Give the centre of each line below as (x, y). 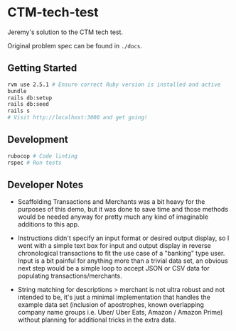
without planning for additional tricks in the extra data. (97, 320)
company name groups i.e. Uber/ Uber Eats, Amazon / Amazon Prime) (120, 313)
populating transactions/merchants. (70, 276)
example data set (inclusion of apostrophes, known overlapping (111, 305)
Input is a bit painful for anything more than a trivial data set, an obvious (123, 261)
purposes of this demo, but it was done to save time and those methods (123, 210)
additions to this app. (48, 224)
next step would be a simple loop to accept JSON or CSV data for (113, 268)
